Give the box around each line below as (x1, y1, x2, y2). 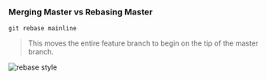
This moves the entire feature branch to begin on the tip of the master (27, 38, 259, 48)
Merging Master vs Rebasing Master (8, 6, 153, 18)
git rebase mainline (8, 25, 78, 33)
